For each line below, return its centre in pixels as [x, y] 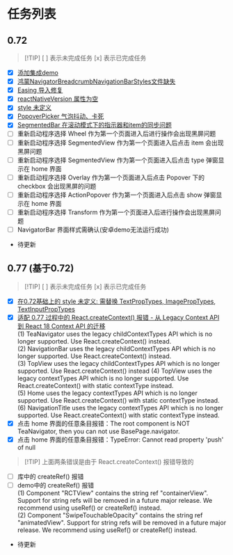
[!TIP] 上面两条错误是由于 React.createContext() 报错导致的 [109, 461]
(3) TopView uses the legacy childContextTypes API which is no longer [119, 363]
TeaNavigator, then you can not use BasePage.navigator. [98, 431]
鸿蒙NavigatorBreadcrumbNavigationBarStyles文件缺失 [96, 81]
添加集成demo [38, 73]
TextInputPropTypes [46, 309]
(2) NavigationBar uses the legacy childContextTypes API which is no [116, 348]
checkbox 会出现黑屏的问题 [57, 186]
